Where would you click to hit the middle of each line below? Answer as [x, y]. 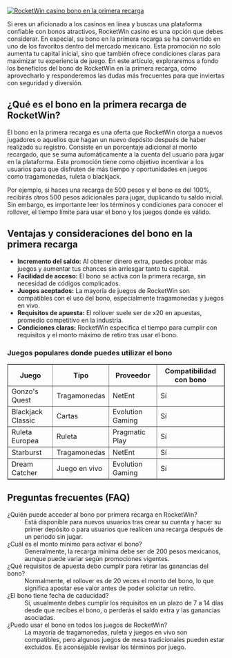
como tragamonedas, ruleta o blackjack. [65, 176]
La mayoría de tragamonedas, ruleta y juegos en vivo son [106, 632]
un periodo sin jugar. [54, 536]
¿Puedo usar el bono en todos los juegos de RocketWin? [87, 625]
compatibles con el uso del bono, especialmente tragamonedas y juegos [120, 298]
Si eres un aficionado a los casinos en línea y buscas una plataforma [105, 24]
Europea [25, 441]
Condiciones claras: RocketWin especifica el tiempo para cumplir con [117, 327]
